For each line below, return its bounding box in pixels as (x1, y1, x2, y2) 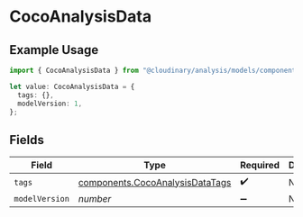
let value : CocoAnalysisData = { (9, 82, 135, 91)
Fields (9, 132, 45, 148)
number (78, 193, 112, 205)
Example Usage (9, 42, 99, 58)
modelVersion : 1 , (17, 99, 83, 108)
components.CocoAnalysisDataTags (78, 176, 232, 188)
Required (240, 159, 280, 172)
